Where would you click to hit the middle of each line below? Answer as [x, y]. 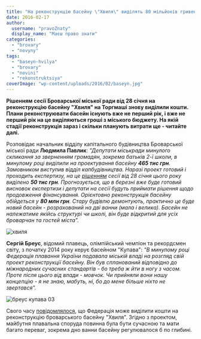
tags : [13, 56]
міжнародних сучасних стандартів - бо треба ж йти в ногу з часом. [94, 269]
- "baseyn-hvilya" [35, 61]
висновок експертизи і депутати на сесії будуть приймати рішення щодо [100, 188]
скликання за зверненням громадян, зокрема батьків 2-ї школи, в [92, 157]
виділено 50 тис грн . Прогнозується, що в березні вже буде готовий [94, 182]
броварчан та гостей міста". [42, 220]
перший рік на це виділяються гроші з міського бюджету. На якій [92, 120]
